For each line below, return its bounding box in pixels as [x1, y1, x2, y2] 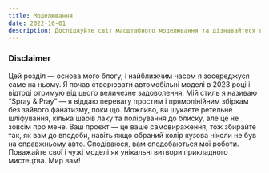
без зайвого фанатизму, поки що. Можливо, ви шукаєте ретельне [8, 104, 233, 114]
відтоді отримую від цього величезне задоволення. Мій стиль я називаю [8, 88, 258, 97]
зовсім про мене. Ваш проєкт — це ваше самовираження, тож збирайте [8, 121, 256, 132]
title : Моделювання [8, 11, 74, 20]
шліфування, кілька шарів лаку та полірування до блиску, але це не [8, 113, 239, 123]
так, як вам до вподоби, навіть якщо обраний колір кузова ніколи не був [8, 130, 257, 140]
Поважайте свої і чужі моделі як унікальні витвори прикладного [8, 147, 228, 156]
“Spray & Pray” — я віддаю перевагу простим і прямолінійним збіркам [8, 96, 249, 106]
